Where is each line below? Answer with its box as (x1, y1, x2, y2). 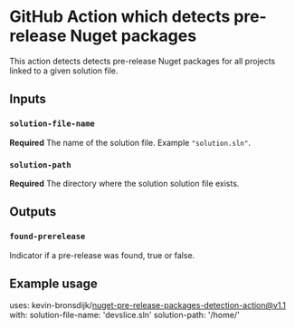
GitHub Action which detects (9, 6, 231, 27)
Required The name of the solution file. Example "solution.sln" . (9, 137, 252, 148)
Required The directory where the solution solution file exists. (9, 178, 240, 189)
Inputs (9, 92, 47, 107)
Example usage (9, 276, 98, 291)
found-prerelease (9, 231, 86, 242)
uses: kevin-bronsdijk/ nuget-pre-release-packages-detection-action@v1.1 (9, 300, 287, 311)
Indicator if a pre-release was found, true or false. (9, 249, 195, 260)
